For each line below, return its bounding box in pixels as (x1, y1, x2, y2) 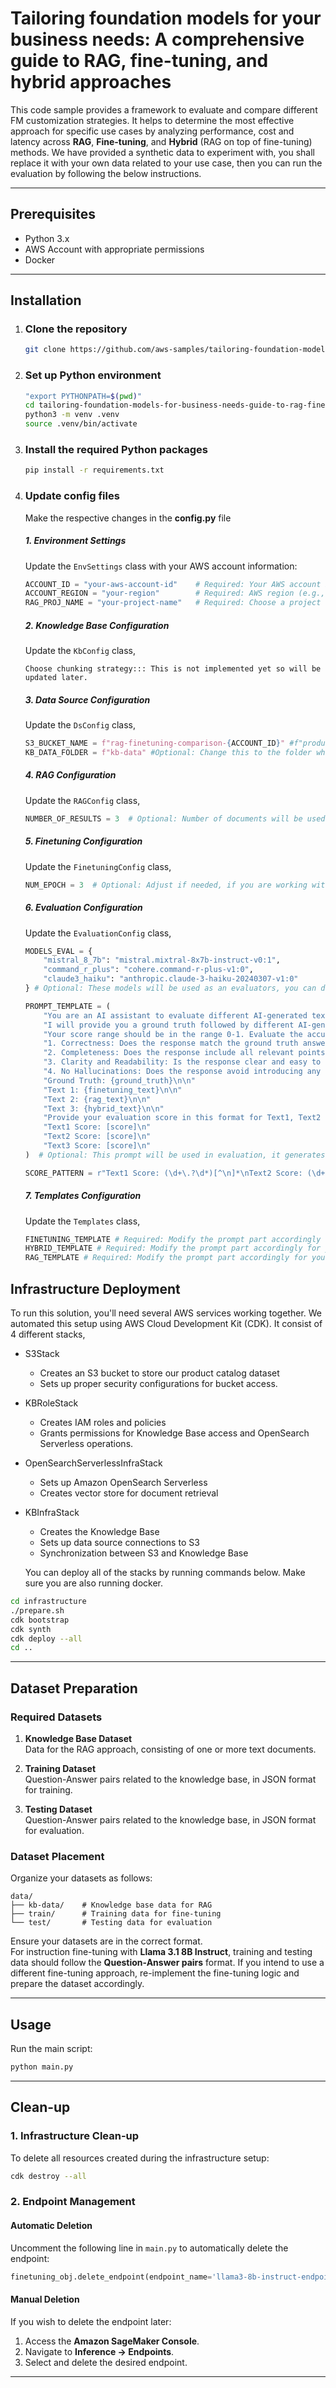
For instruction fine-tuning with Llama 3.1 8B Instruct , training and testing (10, 1946, 313, 1958)
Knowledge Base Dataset (24, 1732, 133, 1744)
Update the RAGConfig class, (24, 794, 141, 806)
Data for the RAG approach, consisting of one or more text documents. (24, 1743, 317, 1755)
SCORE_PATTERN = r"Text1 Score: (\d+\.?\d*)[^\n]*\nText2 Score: (24, 1168, 303, 1178)
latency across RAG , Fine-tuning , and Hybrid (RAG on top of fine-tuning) (10, 135, 313, 147)
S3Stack (24, 1348, 60, 1360)
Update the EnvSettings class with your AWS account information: (24, 560, 298, 572)
